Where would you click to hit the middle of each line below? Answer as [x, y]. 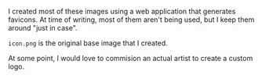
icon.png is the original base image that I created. [88, 43]
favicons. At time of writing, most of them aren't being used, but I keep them [131, 20]
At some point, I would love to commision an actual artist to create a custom [131, 58]
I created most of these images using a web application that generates [122, 11]
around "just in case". [43, 28]
